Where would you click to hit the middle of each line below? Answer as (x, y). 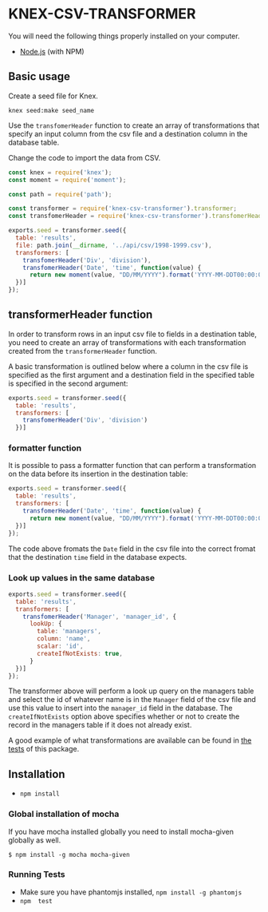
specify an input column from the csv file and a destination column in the (128, 133)
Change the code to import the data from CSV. (85, 157)
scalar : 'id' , (60, 646)
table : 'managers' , (69, 632)
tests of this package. (44, 749)
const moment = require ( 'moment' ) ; (67, 180)
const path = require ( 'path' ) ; (60, 194)
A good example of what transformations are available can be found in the (130, 740)
